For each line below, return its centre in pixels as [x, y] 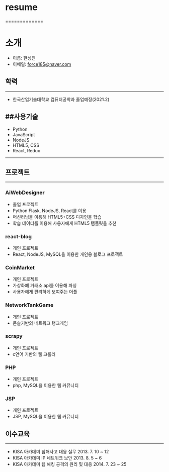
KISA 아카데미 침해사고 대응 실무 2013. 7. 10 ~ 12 [61, 452]
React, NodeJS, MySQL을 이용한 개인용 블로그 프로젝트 [68, 254]
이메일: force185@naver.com [42, 64]
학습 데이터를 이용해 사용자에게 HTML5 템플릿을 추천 [64, 223]
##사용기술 [22, 117]
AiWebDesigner [25, 193]
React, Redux [26, 150]
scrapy [14, 336]
